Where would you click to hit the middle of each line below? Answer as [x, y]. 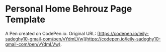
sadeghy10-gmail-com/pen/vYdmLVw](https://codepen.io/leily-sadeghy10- [83, 39]
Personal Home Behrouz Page [69, 9]
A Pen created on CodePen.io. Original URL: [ [52, 33]
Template [25, 19]
